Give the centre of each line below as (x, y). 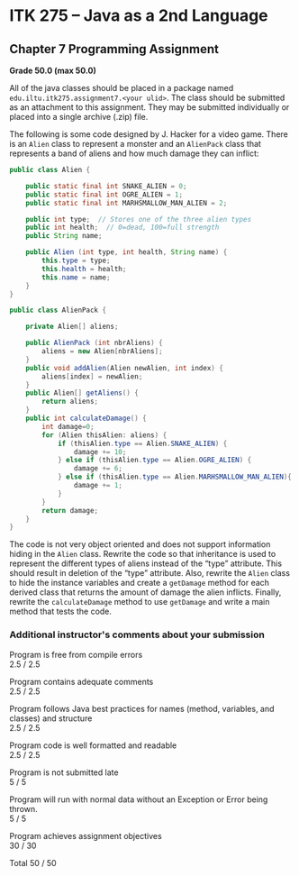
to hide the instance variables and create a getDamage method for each (140, 583)
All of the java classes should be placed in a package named (122, 88)
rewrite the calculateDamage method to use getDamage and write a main (140, 602)
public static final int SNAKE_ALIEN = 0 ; (106, 186)
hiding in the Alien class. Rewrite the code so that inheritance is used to (143, 554)
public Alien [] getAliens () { (82, 393)
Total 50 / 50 (33, 862)
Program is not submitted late (64, 772)
